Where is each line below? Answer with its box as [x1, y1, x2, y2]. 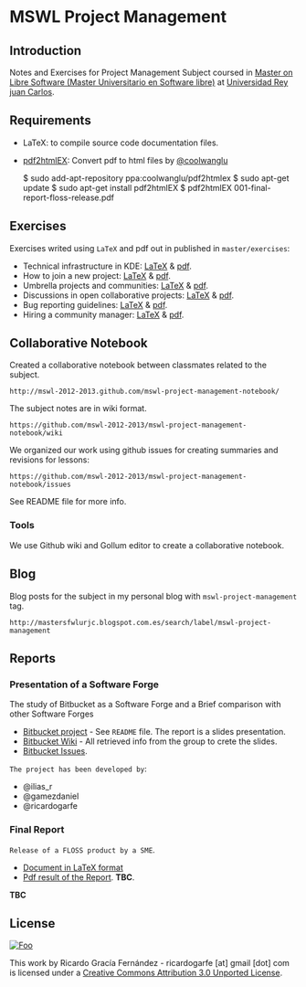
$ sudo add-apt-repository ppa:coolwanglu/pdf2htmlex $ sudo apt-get [22, 172, 290, 184]
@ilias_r [22, 781, 53, 792]
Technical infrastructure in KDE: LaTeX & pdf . [22, 260, 192, 271]
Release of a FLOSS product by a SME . [9, 844, 155, 855]
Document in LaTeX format [22, 862, 123, 873]
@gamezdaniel [22, 791, 79, 801]
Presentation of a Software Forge [9, 678, 160, 691]
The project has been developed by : [9, 763, 148, 774]
